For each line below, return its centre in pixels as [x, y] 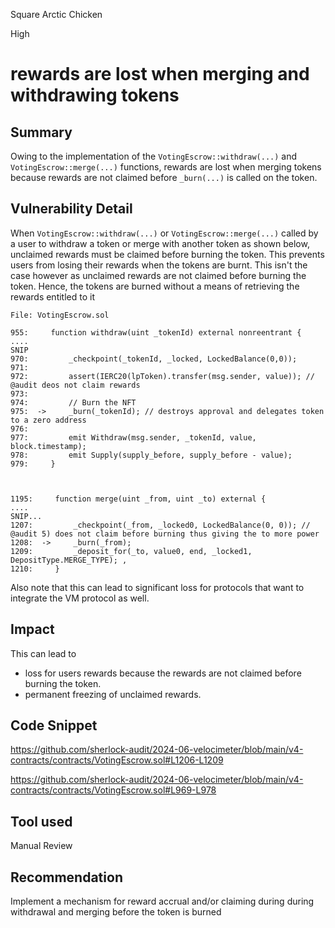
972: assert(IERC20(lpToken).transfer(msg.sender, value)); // [162, 376]
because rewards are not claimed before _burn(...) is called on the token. [164, 177]
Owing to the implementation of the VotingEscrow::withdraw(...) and [154, 156]
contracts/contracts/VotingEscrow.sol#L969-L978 [113, 790]
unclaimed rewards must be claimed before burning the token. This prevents [167, 254]
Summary [41, 132]
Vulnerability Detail [71, 209]
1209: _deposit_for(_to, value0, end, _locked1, [131, 551]
